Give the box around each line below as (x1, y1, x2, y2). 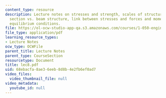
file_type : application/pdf (5, 30, 63, 35)
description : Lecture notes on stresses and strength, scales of (5, 12, 142, 17)
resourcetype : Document (5, 58, 54, 63)
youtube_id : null (9, 85, 45, 91)
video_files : (5, 72, 32, 77)
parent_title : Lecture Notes (5, 49, 65, 53)
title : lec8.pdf (5, 62, 39, 67)
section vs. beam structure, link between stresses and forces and (9, 16, 152, 21)
